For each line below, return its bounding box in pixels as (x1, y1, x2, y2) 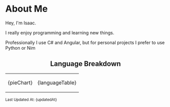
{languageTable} (37, 79, 77, 86)
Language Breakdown (50, 59, 121, 68)
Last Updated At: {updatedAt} (5, 97, 57, 102)
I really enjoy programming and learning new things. (5, 29, 115, 35)
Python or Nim (5, 45, 36, 51)
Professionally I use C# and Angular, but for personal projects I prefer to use (5, 39, 165, 46)
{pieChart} (8, 79, 33, 86)
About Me (5, 3, 48, 15)
